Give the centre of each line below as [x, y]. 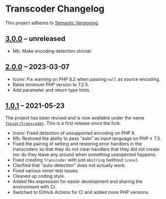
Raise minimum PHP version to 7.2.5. [51, 85]
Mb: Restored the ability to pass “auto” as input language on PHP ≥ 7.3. [87, 138]
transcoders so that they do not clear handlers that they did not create [86, 149]
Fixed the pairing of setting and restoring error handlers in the [77, 144]
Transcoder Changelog [55, 9]
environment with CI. [34, 187]
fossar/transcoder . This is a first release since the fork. [63, 123]
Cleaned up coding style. [39, 176]
